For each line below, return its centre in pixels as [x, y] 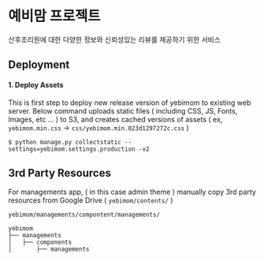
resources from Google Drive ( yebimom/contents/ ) [91, 200]
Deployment [39, 65]
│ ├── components [40, 242]
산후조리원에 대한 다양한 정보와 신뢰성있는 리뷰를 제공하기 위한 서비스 [114, 39]
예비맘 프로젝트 [54, 16]
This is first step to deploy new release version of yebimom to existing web [130, 103]
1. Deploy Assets [36, 84]
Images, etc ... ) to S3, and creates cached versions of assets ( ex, [115, 119]
